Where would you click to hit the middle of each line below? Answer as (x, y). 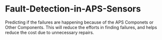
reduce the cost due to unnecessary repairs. (50, 32)
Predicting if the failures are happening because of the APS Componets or (79, 22)
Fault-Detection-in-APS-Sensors (73, 9)
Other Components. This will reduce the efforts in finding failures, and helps (81, 27)
